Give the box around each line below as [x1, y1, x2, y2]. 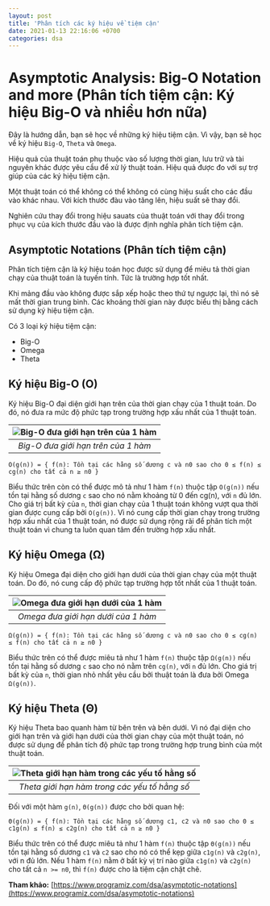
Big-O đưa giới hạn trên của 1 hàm [18, 440, 152, 451]
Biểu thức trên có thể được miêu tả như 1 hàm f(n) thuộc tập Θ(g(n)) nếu [8, 839, 251, 849]
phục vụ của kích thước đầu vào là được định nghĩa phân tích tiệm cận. [8, 219, 243, 230]
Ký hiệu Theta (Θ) [8, 702, 98, 716]
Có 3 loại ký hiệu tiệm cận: [8, 322, 97, 330]
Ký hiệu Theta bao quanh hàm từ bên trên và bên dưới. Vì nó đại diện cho [8, 723, 251, 733]
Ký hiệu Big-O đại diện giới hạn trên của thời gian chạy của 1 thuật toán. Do [8, 398, 257, 408]
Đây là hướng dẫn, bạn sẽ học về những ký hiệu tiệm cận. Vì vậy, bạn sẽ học [8, 130, 262, 139]
